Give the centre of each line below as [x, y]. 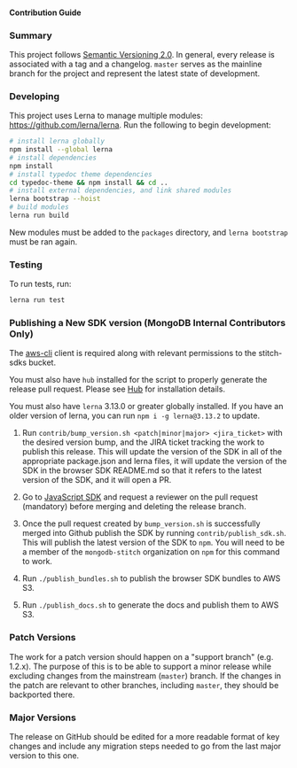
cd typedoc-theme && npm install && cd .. [89, 182]
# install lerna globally [57, 142]
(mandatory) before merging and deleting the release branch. [134, 507]
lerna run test [37, 300]
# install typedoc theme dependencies [81, 174]
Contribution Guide [45, 12]
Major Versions [43, 718]
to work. [37, 562]
